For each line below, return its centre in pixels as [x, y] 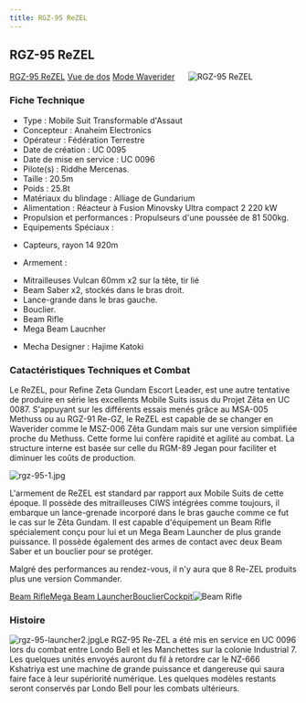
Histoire [27, 620]
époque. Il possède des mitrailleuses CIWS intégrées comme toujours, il [145, 503]
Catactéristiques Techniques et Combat [100, 370]
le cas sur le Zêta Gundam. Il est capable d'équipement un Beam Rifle [141, 522]
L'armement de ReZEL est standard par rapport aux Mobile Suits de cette [147, 493]
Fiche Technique [47, 100]
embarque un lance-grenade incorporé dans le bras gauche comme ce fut [149, 513]
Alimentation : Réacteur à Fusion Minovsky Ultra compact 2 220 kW [150, 207]
